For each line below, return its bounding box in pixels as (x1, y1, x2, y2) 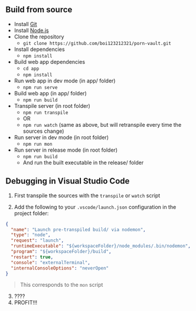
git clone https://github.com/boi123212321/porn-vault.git (22, 40, 172, 46)
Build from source (5, 5, 73, 15)
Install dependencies (14, 46, 66, 53)
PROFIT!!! (14, 299, 38, 306)
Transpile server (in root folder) (14, 102, 91, 109)
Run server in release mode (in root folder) (14, 146, 118, 153)
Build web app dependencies (14, 58, 86, 65)
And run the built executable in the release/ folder (22, 159, 144, 166)
